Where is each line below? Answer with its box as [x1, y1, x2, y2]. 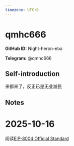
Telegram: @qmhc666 [5, 55, 52, 61]
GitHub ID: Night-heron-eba [5, 45, 63, 51]
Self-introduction [5, 69, 60, 78]
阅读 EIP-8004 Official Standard [5, 135, 69, 141]
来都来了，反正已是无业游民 [5, 83, 62, 89]
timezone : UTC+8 [5, 7, 39, 12]
